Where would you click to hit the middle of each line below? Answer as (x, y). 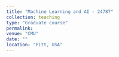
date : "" (17, 39)
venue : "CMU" (22, 34)
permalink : (20, 28)
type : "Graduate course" (37, 23)
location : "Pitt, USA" (34, 45)
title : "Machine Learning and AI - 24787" (60, 12)
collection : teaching (33, 17)
